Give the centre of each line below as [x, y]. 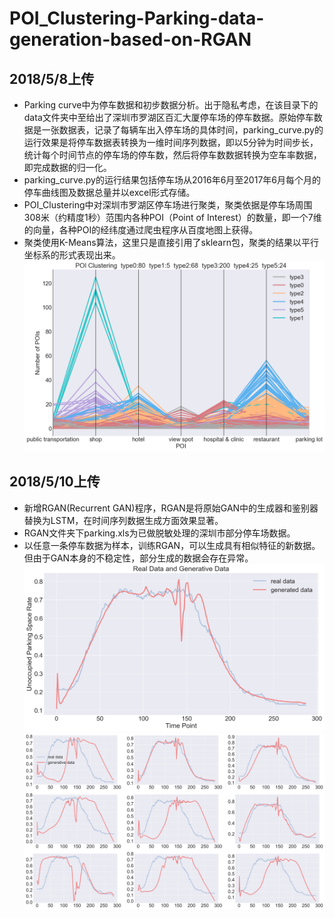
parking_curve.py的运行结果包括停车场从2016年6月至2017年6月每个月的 [172, 180]
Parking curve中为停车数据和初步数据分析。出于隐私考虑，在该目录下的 [171, 105]
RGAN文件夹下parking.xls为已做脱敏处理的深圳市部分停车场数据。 [159, 533]
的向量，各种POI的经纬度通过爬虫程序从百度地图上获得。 [141, 230]
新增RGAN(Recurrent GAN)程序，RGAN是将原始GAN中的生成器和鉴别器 [171, 508]
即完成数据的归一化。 [67, 167]
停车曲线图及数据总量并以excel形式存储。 [109, 192]
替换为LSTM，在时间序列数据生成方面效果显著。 [123, 520]
